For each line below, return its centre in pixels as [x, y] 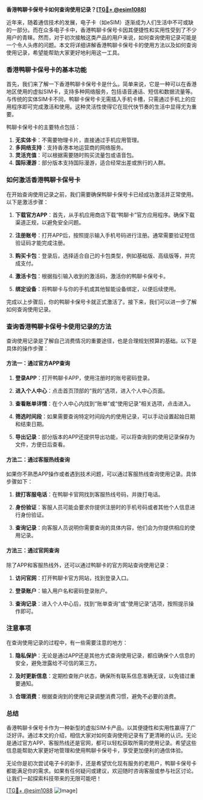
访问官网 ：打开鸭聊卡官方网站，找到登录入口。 [73, 578]
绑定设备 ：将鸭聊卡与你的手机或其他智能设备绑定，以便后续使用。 [97, 289]
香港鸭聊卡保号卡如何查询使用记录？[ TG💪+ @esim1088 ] [76, 9]
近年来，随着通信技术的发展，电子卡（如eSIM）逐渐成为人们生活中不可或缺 [100, 22]
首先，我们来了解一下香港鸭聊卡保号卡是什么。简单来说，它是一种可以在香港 [101, 84]
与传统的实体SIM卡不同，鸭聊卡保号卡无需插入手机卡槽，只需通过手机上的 [98, 99]
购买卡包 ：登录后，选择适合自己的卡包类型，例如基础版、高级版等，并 [102, 255]
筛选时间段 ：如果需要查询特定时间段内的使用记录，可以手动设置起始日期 [105, 416]
